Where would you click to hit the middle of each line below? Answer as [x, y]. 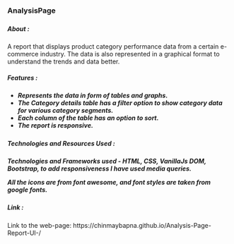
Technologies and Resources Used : [61, 143]
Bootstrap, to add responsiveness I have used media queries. [100, 169]
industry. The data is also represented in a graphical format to [130, 54]
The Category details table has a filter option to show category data [120, 103]
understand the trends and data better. [64, 61]
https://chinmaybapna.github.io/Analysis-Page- [142, 225]
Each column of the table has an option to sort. [88, 118]
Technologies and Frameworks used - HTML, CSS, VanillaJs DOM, [107, 161]
